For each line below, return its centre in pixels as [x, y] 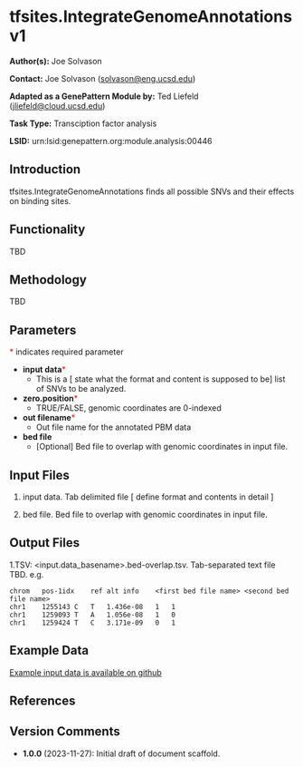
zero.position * [50, 398]
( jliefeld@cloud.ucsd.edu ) [57, 105]
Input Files [39, 475]
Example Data [49, 650]
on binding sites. [40, 200]
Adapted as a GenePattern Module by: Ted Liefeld [104, 96]
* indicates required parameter [66, 352]
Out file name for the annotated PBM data [114, 427]
